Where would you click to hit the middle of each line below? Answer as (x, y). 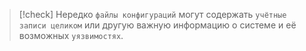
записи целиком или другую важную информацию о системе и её (157, 25)
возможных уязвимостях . (71, 35)
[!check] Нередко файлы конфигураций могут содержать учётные (152, 14)
